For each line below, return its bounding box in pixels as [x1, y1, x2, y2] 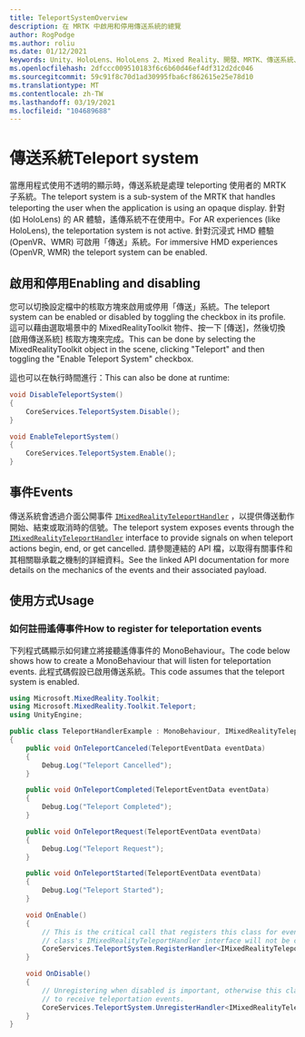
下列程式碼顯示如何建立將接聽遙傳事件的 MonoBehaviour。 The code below [9, 645, 290, 656]
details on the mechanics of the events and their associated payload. [9, 564, 267, 575]
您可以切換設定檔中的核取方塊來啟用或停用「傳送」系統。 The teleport [9, 301, 271, 311]
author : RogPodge [9, 30, 75, 39]
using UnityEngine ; [9, 710, 84, 720]
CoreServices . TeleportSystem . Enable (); [25, 449, 177, 459]
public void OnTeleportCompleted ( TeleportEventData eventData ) [25, 785, 271, 795]
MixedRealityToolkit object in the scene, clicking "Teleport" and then [9, 344, 265, 354]
